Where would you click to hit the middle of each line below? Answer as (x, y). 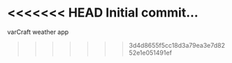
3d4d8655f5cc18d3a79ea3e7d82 (177, 45)
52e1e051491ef (151, 53)
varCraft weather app (38, 32)
